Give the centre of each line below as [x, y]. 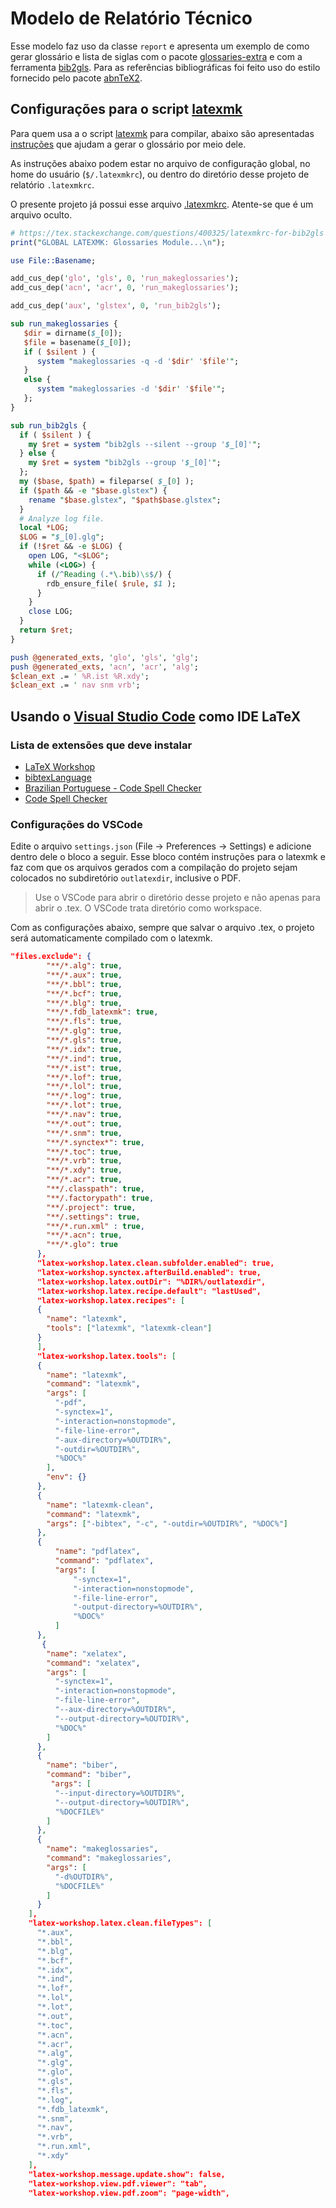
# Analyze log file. [62, 518]
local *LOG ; [44, 528]
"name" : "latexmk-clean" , [100, 1505]
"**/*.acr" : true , [84, 1180]
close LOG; [51, 612]
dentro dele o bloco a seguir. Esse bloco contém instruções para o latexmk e [168, 857]
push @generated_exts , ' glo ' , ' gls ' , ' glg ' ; [104, 657]
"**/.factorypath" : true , [100, 1198]
